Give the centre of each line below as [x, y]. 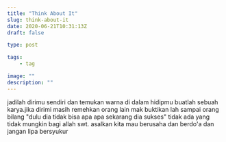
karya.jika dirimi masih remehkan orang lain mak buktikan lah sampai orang [113, 109]
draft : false [26, 33]
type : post [23, 45]
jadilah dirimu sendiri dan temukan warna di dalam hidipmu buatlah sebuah [113, 102]
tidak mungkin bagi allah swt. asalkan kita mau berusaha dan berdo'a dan [111, 123]
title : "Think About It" [42, 13]
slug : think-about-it [38, 20]
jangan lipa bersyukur [38, 131]
